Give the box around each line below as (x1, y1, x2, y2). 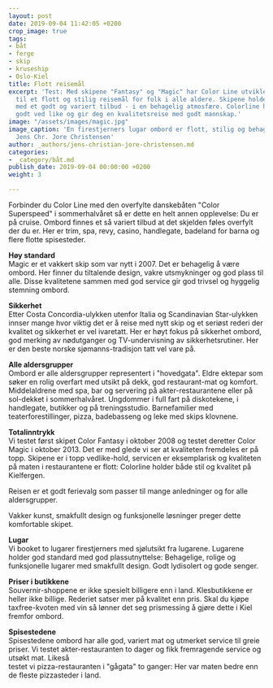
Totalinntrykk (8, 428, 55, 437)
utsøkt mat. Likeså (8, 653, 70, 663)
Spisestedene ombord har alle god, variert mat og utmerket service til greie (8, 636, 260, 645)
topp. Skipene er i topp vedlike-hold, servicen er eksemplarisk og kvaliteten (8, 453, 262, 463)
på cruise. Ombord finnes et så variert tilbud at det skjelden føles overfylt (8, 217, 253, 227)
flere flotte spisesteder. (8, 235, 87, 244)
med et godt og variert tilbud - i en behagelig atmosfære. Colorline (15, 102, 260, 111)
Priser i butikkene (8, 577, 69, 586)
